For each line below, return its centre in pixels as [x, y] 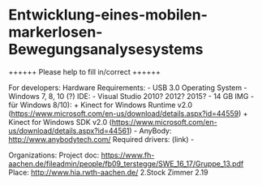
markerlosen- [56, 32]
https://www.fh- [128, 155]
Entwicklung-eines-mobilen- [108, 15]
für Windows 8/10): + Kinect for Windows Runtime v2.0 [101, 105]
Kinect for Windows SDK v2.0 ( [60, 122]
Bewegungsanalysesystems [106, 49]
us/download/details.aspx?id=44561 [69, 131]
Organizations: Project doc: [54, 155]
